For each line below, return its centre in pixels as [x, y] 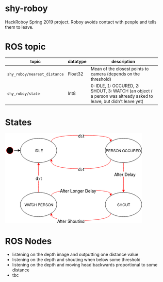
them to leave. [19, 27]
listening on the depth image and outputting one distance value [75, 255]
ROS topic [25, 47]
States [18, 122]
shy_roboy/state [24, 94]
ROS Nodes [28, 241]
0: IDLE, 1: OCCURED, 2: [115, 86]
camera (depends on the [115, 74]
